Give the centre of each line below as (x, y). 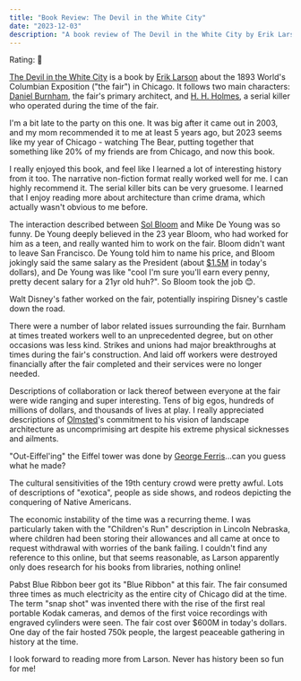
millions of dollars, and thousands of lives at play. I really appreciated (137, 410)
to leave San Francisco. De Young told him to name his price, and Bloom (142, 253)
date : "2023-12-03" (46, 26)
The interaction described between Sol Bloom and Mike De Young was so (145, 224)
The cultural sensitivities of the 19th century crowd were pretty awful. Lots (146, 483)
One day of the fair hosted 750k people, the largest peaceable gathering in (147, 633)
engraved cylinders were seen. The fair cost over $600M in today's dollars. (148, 623)
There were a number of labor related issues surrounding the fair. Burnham (148, 326)
